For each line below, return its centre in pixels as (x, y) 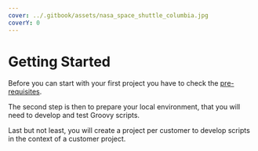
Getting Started (60, 62)
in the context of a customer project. (67, 139)
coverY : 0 (24, 23)
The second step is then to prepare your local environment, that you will (124, 107)
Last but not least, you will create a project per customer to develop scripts (129, 131)
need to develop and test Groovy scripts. (74, 116)
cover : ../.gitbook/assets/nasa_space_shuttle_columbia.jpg (109, 15)
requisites (24, 92)
